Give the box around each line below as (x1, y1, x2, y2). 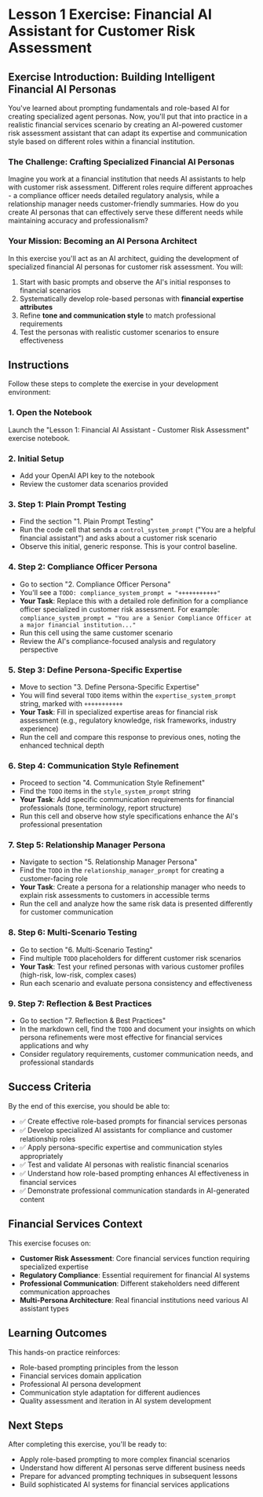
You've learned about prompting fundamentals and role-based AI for (8, 104, 230, 112)
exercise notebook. (8, 433, 71, 443)
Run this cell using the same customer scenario (19, 627, 174, 638)
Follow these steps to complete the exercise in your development (8, 379, 219, 388)
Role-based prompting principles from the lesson (19, 1363, 179, 1372)
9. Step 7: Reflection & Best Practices (8, 998, 152, 1009)
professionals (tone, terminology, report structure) (19, 804, 182, 813)
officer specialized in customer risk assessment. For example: (19, 604, 220, 614)
